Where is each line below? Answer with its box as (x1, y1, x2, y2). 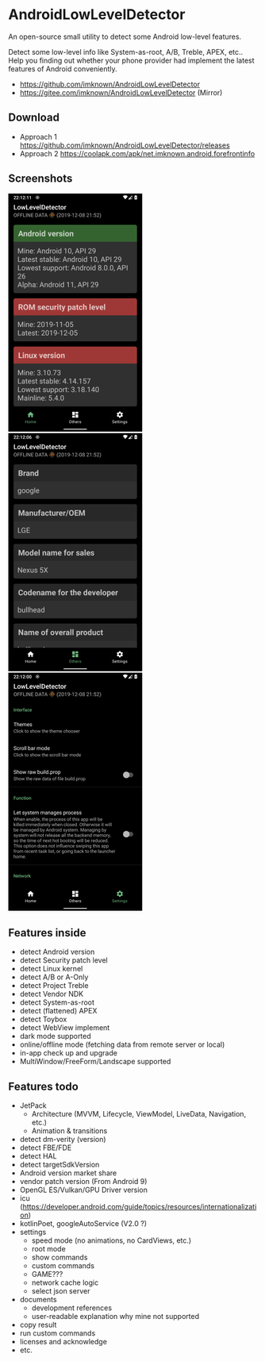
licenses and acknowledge (19, 1337, 107, 1347)
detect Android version (19, 947, 95, 957)
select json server (31, 1286, 90, 1296)
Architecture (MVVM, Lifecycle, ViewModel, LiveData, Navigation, (31, 1109, 247, 1119)
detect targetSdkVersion (19, 1160, 100, 1170)
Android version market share (19, 1168, 117, 1178)
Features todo (8, 1079, 79, 1093)
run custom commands (19, 1328, 96, 1338)
